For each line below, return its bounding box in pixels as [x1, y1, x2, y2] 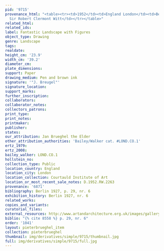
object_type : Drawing [5, 35, 49, 40]
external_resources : [5, 211, 47, 216]
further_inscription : [5, 93, 49, 98]
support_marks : [5, 89, 36, 94]
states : [5, 130, 21, 135]
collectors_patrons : [5, 107, 47, 112]
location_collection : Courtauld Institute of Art [5, 175, 108, 180]
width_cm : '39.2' [5, 57, 41, 62]
